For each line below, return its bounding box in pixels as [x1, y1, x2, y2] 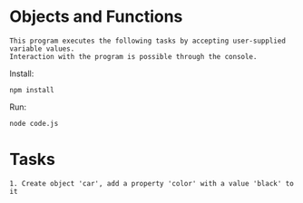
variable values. [9, 43, 75, 53]
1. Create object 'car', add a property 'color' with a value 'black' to [9, 179, 295, 188]
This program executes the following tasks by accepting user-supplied [9, 36, 286, 45]
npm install [9, 85, 54, 94]
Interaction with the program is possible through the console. [9, 52, 258, 61]
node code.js [9, 119, 59, 128]
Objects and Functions [9, 6, 183, 27]
